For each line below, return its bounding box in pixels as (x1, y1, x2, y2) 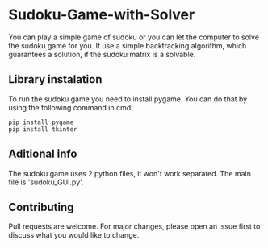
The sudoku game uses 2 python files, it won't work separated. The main (8, 168, 252, 178)
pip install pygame (8, 118, 74, 126)
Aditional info (8, 147, 77, 161)
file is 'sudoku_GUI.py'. (8, 177, 84, 187)
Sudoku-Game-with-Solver (8, 6, 195, 24)
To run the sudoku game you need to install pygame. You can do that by (8, 94, 248, 104)
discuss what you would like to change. (8, 230, 140, 240)
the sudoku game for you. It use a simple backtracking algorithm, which (8, 40, 247, 50)
